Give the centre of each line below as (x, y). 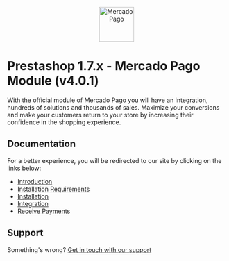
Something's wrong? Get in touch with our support (79, 249)
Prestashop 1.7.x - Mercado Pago (104, 66)
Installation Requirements (53, 189)
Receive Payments (44, 211)
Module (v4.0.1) (53, 81)
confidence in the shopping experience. (64, 122)
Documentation (42, 144)
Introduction (35, 181)
